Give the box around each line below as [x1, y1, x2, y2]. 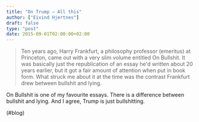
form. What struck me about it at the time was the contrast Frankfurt [20, 73, 191, 81]
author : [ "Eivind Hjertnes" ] [6, 14, 79, 20]
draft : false [6, 20, 39, 26]
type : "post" [6, 25, 39, 32]
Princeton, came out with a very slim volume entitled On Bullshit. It [20, 54, 185, 61]
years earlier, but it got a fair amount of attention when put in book [20, 67, 186, 74]
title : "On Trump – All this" [6, 8, 82, 15]
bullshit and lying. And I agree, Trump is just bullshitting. [6, 97, 145, 105]
